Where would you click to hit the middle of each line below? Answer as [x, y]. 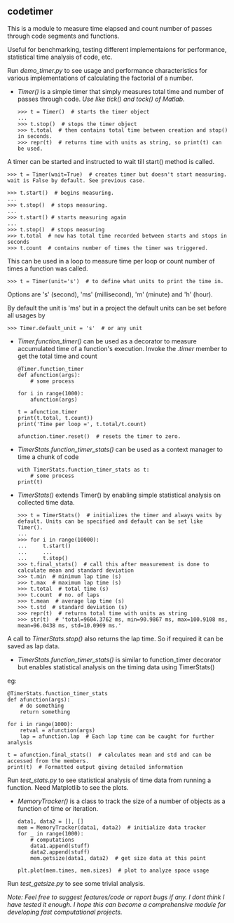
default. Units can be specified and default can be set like [110, 521]
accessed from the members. [48, 761]
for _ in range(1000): [50, 833]
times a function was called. [48, 268]
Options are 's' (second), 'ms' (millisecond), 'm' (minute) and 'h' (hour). [110, 294]
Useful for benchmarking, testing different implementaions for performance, [117, 49]
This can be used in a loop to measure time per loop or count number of [111, 261]
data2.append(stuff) [60, 852]
